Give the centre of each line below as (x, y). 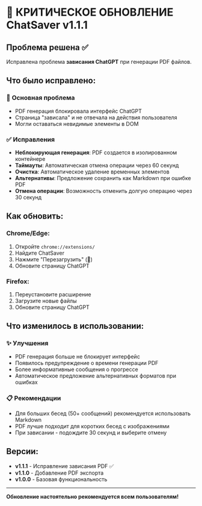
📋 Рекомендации (34, 398)
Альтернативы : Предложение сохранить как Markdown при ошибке (103, 178)
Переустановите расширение (53, 294)
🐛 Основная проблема (41, 98)
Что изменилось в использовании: (75, 326)
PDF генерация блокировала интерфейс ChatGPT (78, 111)
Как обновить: (35, 216)
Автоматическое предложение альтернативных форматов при (95, 375)
